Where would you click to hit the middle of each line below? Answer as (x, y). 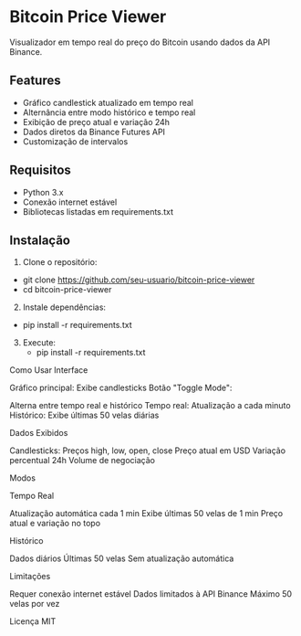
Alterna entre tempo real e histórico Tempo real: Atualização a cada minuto (150, 406)
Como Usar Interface (49, 370)
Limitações (30, 577)
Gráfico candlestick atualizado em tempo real (108, 102)
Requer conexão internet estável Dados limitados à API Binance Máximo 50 (151, 594)
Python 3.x (43, 192)
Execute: (39, 343)
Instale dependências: (64, 307)
